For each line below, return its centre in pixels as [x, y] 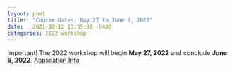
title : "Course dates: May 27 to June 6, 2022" [80, 20]
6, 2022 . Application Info [43, 61]
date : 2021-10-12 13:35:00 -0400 [60, 26]
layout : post [26, 14]
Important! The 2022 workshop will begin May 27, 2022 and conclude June [117, 53]
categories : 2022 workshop [47, 33]
